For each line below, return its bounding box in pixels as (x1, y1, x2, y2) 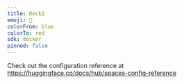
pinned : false (7, 42, 49, 49)
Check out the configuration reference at (7, 62, 124, 69)
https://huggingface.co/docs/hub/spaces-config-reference (7, 69, 177, 77)
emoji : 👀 (7, 17, 33, 24)
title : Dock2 (7, 10, 45, 17)
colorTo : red (7, 29, 45, 37)
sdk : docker (7, 36, 42, 43)
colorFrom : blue (7, 23, 54, 30)
